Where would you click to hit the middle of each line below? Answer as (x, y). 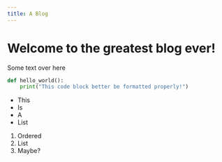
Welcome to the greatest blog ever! (111, 48)
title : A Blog (28, 14)
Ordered (29, 136)
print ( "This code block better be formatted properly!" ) (104, 87)
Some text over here (37, 68)
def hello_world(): (36, 80)
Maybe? (29, 151)
